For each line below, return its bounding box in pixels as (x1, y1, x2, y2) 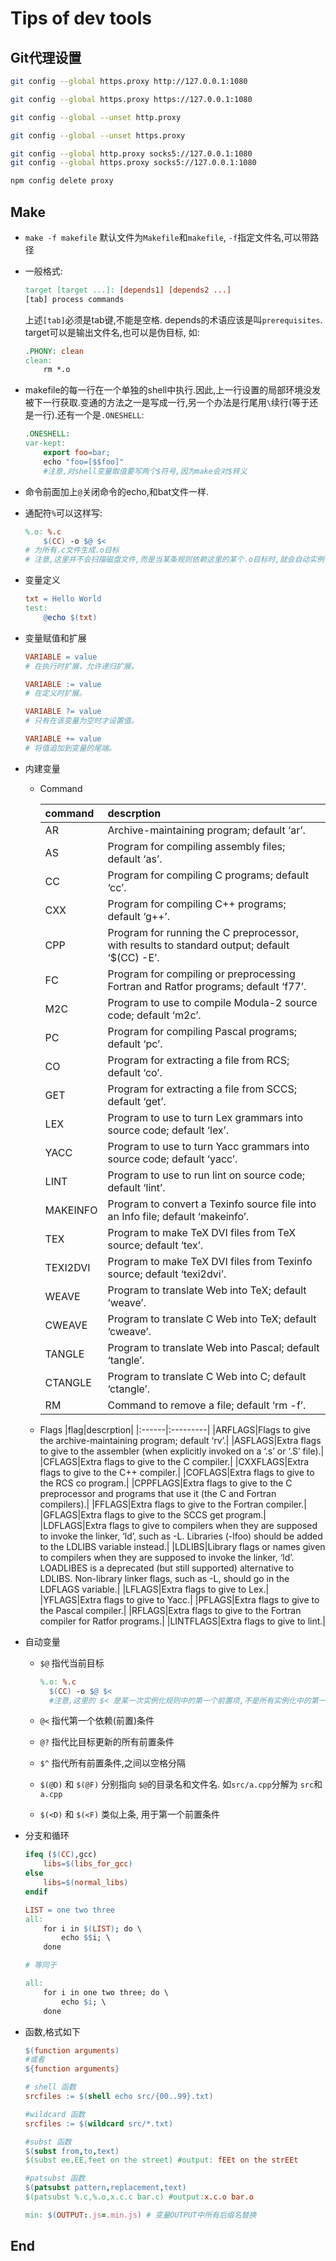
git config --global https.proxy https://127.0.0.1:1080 (10, 94, 253, 104)
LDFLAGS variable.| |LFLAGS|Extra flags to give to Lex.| (39, 1583, 270, 1595)
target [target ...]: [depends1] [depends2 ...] (24, 285, 232, 295)
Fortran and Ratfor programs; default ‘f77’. (107, 979, 307, 993)
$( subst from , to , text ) (24, 2146, 120, 2156)
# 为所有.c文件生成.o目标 (24, 545, 120, 556)
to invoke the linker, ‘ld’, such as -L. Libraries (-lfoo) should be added (39, 1530, 323, 1542)
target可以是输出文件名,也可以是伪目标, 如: (24, 326, 200, 338)
